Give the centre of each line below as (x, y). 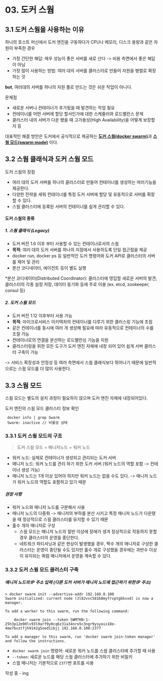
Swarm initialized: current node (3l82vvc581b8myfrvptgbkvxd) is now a (79, 599)
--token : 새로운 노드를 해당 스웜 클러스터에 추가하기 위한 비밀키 (72, 657)
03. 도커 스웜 (30, 10)
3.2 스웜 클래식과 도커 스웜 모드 (49, 159)
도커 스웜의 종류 (20, 218)
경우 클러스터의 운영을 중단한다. (49, 538)
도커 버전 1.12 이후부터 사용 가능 (42, 316)
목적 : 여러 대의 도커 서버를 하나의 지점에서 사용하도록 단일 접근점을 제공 (80, 250)
